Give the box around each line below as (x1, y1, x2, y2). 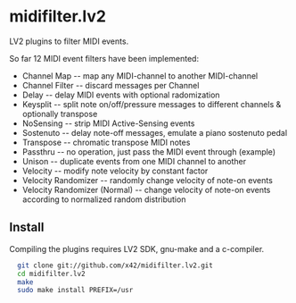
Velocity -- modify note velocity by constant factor (21, 165, 209, 176)
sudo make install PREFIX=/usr (17, 286, 134, 295)
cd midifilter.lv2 (17, 269, 86, 278)
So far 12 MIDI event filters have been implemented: (9, 53, 199, 63)
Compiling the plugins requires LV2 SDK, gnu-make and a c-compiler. (9, 243, 265, 254)
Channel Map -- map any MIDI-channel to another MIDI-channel (21, 70, 259, 81)
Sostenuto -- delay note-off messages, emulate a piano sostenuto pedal (21, 127, 288, 138)
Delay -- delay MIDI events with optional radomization (21, 89, 220, 100)
